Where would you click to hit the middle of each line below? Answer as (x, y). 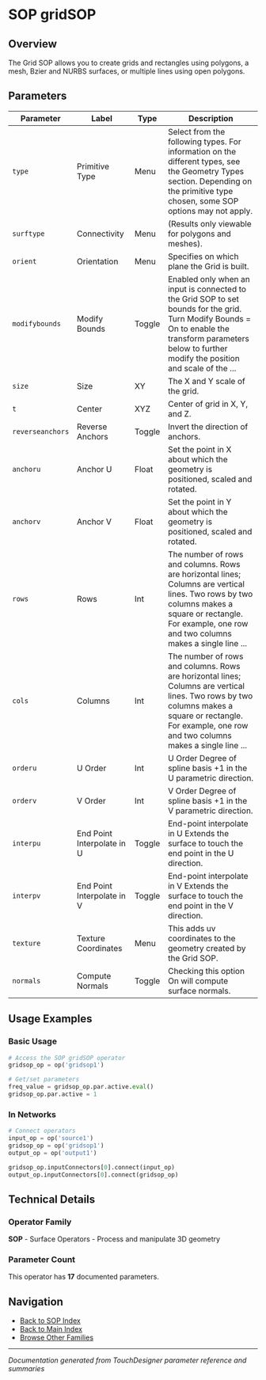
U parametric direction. (211, 777)
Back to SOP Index (50, 1321)
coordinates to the (201, 938)
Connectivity (100, 234)
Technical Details (52, 1199)
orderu (25, 768)
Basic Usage (33, 1041)
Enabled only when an (209, 279)
